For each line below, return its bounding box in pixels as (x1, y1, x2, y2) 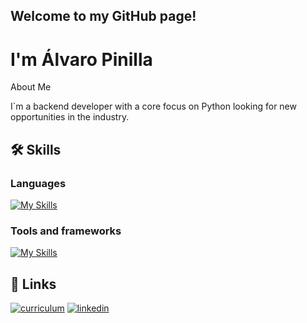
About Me (10, 81, 52, 93)
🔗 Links (10, 275, 57, 293)
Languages (10, 176, 67, 190)
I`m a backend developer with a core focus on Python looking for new (10, 100, 297, 113)
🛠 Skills (10, 141, 62, 158)
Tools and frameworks (10, 224, 122, 238)
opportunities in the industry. (10, 111, 130, 123)
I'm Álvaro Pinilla (10, 48, 153, 71)
